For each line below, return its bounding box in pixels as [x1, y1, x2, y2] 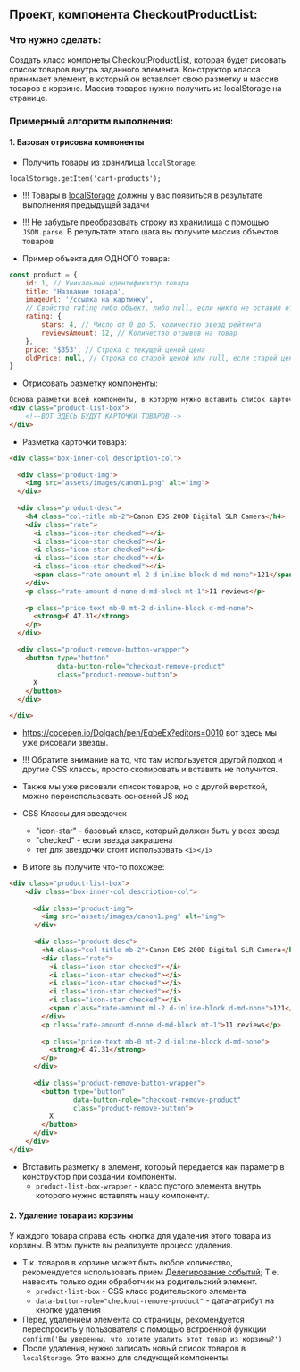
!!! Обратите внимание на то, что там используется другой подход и [21, 754, 283, 764]
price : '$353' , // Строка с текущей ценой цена [25, 345, 205, 354]
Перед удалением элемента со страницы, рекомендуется [21, 1315, 246, 1325]
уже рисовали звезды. [21, 737, 109, 747]
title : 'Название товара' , [25, 286, 126, 296]
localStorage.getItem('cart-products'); [9, 174, 162, 183]
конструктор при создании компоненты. [21, 1171, 177, 1181]
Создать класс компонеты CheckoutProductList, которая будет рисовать [9, 54, 287, 65]
